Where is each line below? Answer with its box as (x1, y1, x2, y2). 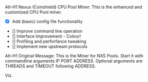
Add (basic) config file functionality (12, 19, 83, 24)
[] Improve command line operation (12, 28, 83, 34)
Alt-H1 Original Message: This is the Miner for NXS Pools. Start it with (5, 53, 144, 59)
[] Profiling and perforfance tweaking (12, 39, 86, 44)
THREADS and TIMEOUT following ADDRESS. (5, 63, 96, 69)
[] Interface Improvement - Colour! (12, 33, 82, 39)
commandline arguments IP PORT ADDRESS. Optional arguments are (5, 58, 143, 64)
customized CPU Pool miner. (5, 9, 62, 15)
